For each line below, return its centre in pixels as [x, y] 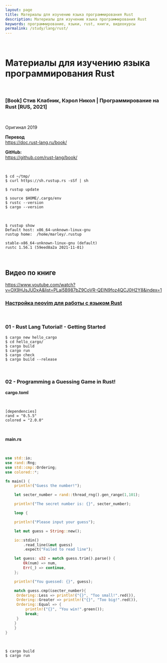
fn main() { [18, 481]
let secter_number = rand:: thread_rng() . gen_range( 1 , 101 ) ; [77, 495]
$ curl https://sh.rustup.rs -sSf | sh [47, 181]
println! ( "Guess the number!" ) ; [48, 486]
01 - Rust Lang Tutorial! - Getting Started [56, 327]
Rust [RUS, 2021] [26, 107]
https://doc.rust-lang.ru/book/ [36, 142]
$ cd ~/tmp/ [18, 177]
